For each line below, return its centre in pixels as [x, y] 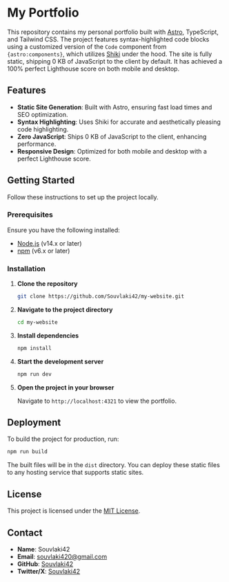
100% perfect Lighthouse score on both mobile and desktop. [93, 69]
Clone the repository [47, 284]
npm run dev [34, 374]
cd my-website [37, 322]
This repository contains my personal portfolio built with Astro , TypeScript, [113, 32]
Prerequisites [30, 215]
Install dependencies [48, 335]
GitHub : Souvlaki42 [45, 564]
